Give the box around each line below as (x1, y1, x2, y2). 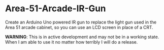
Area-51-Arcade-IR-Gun (5, 3, 106, 14)
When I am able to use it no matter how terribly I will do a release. (5, 39, 138, 45)
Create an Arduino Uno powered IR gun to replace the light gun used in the (5, 19, 157, 25)
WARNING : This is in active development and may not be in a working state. (5, 34, 159, 40)
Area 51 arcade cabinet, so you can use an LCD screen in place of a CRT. (5, 24, 154, 30)
